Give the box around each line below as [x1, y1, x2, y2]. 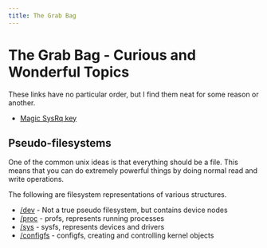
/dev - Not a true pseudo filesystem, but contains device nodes [19, 205, 229, 215]
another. [8, 97, 36, 108]
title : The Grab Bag [8, 11, 77, 20]
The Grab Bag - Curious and [8, 45, 197, 64]
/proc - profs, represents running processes [19, 214, 165, 223]
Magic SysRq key [19, 113, 77, 123]
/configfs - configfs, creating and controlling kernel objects [19, 230, 214, 240]
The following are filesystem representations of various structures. [8, 190, 227, 199]
